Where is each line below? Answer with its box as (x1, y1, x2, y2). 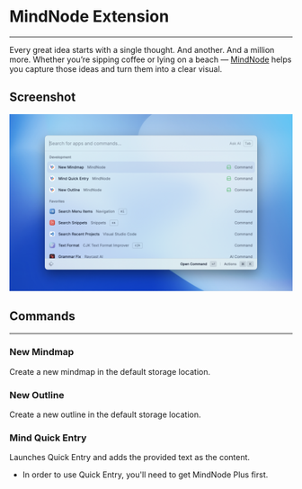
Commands (9, 308, 76, 325)
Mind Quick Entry (9, 431, 87, 444)
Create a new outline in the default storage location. (9, 409, 201, 420)
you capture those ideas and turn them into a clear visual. (9, 63, 223, 74)
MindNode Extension (9, 6, 169, 27)
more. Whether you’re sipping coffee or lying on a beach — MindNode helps (9, 54, 292, 65)
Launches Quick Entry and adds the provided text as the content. (9, 452, 250, 463)
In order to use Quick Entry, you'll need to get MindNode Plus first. (22, 469, 269, 480)
